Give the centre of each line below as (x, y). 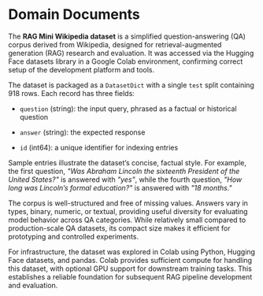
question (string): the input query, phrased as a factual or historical (128, 109)
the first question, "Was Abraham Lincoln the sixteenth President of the (124, 171)
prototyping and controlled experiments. (74, 236)
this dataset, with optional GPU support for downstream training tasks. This (130, 268)
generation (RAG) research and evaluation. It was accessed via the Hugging (131, 53)
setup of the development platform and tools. (81, 69)
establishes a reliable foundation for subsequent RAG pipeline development (130, 276)
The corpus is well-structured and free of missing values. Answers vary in (128, 203)
